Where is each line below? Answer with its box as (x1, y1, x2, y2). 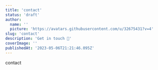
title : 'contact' (5, 7, 42, 13)
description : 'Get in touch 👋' (5, 36, 72, 41)
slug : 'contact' (5, 31, 40, 36)
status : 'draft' (5, 12, 40, 17)
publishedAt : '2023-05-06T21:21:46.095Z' (5, 45, 95, 51)
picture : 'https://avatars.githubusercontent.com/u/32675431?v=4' (10, 27, 154, 32)
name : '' (10, 21, 29, 27)
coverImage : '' (5, 41, 38, 46)
